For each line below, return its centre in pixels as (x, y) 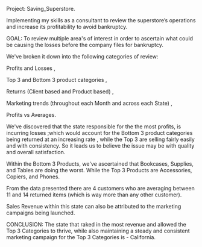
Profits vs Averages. (31, 115)
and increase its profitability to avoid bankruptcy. (67, 27)
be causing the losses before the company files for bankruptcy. (85, 45)
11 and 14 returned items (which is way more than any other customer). (94, 195)
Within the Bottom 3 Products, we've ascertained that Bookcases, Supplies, (100, 164)
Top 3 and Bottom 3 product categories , (57, 80)
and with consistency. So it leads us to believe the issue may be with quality (100, 146)
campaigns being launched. (41, 213)
